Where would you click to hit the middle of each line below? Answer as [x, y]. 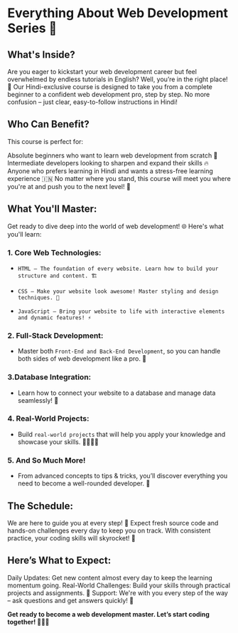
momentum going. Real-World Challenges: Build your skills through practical [119, 585]
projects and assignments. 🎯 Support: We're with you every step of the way [118, 592]
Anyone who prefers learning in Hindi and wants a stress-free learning [110, 171]
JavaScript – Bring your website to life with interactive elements [121, 312]
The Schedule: [40, 506]
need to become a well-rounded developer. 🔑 [84, 483]
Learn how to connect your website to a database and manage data [117, 393]
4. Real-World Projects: [48, 418]
